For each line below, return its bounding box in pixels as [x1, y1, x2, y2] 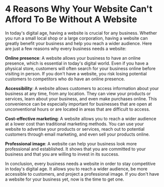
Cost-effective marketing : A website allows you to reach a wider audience [5, 116, 157, 121]
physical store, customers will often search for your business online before [5, 65, 156, 71]
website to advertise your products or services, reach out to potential [5, 126, 145, 132]
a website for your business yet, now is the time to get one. [5, 176, 124, 182]
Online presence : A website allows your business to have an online [5, 55, 141, 61]
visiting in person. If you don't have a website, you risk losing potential [5, 70, 147, 76]
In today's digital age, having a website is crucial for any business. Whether [5, 30, 158, 36]
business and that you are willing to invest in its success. [5, 151, 119, 157]
